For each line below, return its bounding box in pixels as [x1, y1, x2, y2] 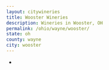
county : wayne [6, 36, 42, 42]
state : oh [6, 31, 31, 37]
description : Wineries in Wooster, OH [6, 20, 103, 26]
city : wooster [6, 42, 42, 48]
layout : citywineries [6, 8, 60, 15]
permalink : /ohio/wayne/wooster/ [6, 25, 90, 32]
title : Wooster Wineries [6, 14, 68, 20]
